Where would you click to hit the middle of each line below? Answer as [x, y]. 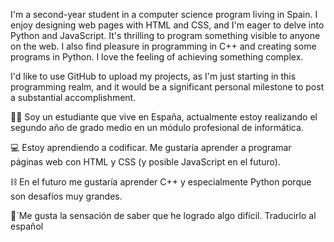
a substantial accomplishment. [73, 97]
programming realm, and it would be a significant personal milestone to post [167, 87]
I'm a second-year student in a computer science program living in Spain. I [164, 14]
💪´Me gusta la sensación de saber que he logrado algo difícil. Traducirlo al [163, 215]
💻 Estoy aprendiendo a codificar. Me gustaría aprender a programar [151, 147]
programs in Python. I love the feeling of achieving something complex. [157, 57]
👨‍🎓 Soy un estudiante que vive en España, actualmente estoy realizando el [164, 117]
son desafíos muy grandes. [66, 196]
